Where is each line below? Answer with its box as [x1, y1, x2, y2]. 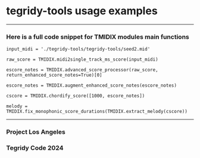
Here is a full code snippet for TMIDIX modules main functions [6, 33, 189, 41]
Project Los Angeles [6, 128, 65, 136]
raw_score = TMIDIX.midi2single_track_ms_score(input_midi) [6, 56, 159, 63]
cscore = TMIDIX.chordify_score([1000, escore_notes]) [6, 93, 145, 99]
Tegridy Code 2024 [6, 144, 64, 152]
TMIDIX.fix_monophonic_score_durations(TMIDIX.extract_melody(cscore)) [6, 109, 187, 115]
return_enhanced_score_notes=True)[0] [6, 72, 102, 78]
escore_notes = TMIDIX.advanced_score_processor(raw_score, [6, 67, 159, 73]
